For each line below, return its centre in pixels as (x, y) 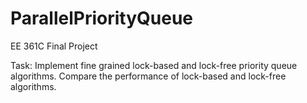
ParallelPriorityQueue (102, 18)
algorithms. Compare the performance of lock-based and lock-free (148, 76)
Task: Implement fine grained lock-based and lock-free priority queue (154, 65)
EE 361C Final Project (54, 46)
